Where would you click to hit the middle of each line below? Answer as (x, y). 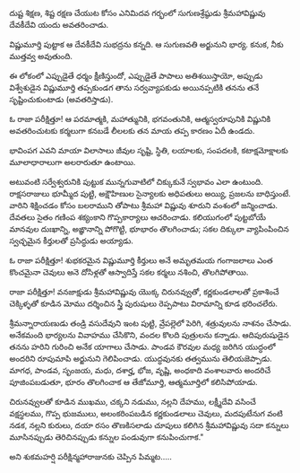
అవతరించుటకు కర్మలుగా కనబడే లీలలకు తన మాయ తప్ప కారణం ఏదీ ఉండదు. (132, 131)
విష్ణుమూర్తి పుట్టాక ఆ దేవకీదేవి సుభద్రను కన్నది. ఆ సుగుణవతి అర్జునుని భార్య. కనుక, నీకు (146, 44)
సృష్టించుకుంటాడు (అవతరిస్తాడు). (61, 99)
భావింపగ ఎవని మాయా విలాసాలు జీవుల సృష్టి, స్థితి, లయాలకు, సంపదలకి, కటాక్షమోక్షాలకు (149, 150)
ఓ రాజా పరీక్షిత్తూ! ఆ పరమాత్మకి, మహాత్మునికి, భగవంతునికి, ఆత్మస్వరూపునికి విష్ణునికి (140, 119)
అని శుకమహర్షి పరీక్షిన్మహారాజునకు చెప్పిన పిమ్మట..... (91, 456)
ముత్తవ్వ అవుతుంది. (41, 56)
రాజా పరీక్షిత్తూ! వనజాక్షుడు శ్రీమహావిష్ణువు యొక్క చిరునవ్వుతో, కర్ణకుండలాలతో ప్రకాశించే (144, 292)
